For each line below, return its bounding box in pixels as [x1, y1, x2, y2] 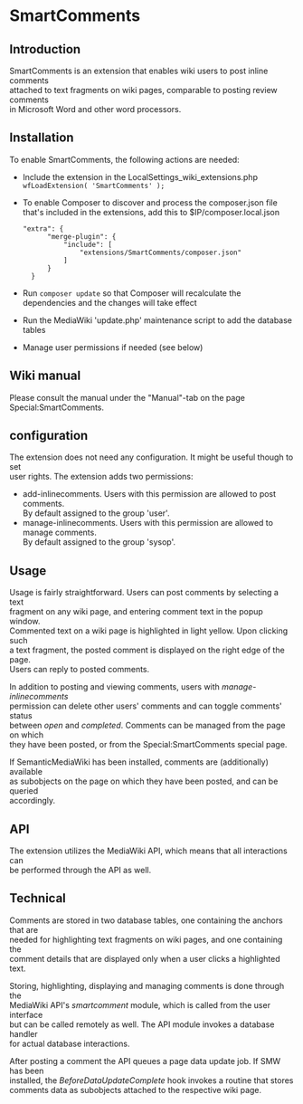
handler [9, 1028, 38, 1039]
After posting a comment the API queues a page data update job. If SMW [9, 1055, 281, 1066]
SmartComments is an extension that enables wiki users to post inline [9, 65, 269, 76]
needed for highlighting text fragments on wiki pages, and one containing [9, 934, 283, 945]
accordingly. [9, 795, 56, 806]
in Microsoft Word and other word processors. [9, 104, 182, 114]
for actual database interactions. [9, 1038, 130, 1049]
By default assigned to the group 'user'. [22, 508, 170, 519]
